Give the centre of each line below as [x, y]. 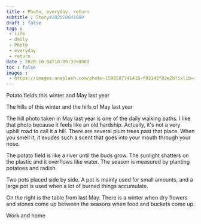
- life [17, 34]
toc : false [21, 67]
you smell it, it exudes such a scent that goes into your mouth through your [98, 137]
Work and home [26, 216]
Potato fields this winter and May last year [58, 96]
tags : [14, 28]
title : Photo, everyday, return [48, 12]
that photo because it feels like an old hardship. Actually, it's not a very [93, 125]
